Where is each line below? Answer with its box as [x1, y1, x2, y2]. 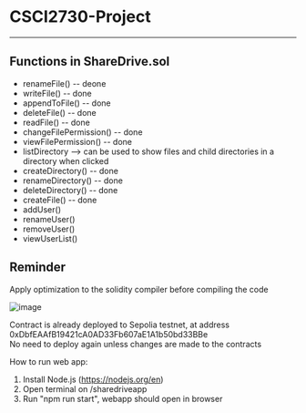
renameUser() [22, 213, 76, 224]
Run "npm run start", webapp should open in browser [22, 393, 223, 404]
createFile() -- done [22, 194, 97, 205]
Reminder [9, 260, 66, 275]
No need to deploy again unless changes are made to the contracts [9, 338, 262, 349]
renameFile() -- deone [22, 77, 107, 88]
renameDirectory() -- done [22, 175, 123, 186]
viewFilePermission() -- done [22, 136, 133, 147]
